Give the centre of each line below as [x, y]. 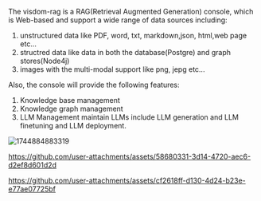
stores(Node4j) [45, 61]
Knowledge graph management [71, 108]
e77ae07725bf [32, 189]
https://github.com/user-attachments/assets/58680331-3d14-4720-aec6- [130, 156]
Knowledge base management [70, 100]
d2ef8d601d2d [33, 165]
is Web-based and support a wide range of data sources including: [118, 20]
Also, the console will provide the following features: [94, 85]
